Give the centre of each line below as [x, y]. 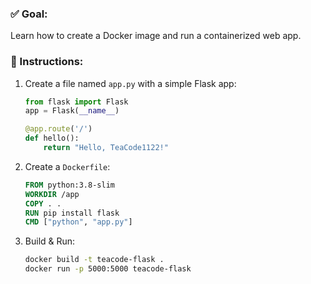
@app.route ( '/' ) [58, 129]
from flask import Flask [76, 102]
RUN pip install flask [72, 213]
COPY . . [43, 203]
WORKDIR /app [52, 194]
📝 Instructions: [47, 62]
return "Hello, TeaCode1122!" [106, 148]
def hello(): [52, 138]
